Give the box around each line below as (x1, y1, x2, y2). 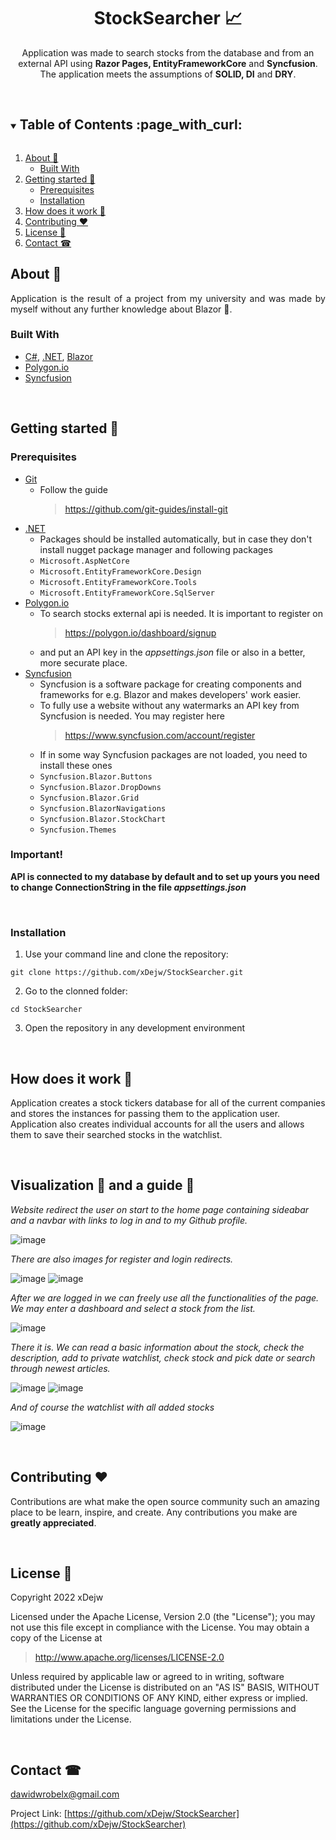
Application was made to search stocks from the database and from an (21, 46, 315, 59)
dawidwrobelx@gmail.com (10, 1788, 120, 1800)
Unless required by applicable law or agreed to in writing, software (10, 1671, 285, 1683)
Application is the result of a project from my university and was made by (10, 292, 326, 304)
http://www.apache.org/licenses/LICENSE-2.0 (34, 1651, 225, 1664)
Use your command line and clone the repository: (24, 948, 229, 960)
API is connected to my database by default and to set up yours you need (10, 870, 320, 882)
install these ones (39, 759, 113, 771)
